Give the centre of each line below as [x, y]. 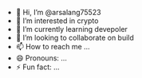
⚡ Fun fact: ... [37, 67]
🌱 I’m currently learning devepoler [71, 29]
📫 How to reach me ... [53, 47]
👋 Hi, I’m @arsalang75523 [58, 12]
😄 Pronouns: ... [41, 58]
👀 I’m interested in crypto [57, 21]
